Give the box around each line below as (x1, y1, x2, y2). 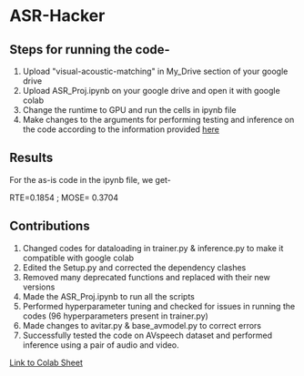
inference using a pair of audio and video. (22, 339, 179, 351)
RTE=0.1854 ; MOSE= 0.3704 (9, 192, 119, 203)
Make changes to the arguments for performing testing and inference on (22, 115, 295, 125)
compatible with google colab (22, 252, 135, 263)
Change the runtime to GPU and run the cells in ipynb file (22, 105, 237, 115)
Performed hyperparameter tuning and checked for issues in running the (22, 300, 296, 311)
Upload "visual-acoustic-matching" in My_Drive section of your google (22, 66, 289, 76)
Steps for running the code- (9, 42, 170, 57)
